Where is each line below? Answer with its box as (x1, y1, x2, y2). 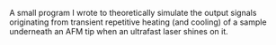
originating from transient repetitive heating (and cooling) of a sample (9, 17, 267, 27)
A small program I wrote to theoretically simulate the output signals (9, 8, 257, 18)
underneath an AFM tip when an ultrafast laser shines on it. (9, 26, 228, 36)
